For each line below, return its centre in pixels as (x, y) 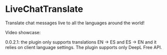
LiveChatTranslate (44, 9)
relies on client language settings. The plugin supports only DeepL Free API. (83, 47)
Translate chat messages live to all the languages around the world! (75, 23)
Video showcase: (23, 32)
